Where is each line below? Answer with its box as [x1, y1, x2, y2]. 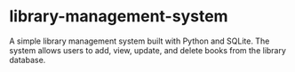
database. [9, 54, 46, 65]
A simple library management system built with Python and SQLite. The [9, 36, 270, 46]
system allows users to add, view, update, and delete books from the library [9, 44, 287, 55]
